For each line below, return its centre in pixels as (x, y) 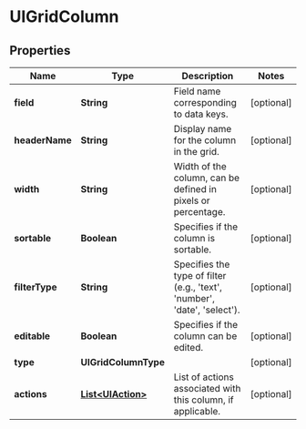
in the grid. (197, 152)
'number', (194, 298)
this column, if (204, 400)
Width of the (200, 166)
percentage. (199, 212)
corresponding (205, 102)
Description (208, 76)
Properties (40, 51)
